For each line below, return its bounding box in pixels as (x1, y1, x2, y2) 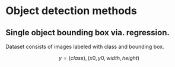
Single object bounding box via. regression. (5, 28, 170, 38)
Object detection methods (5, 4, 137, 18)
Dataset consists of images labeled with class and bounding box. (5, 43, 164, 50)
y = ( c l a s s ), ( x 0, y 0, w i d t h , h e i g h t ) (58, 55, 140, 61)
